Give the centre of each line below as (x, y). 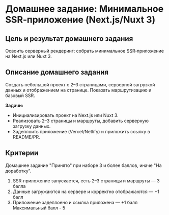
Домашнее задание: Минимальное (84, 9)
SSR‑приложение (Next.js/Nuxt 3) (80, 20)
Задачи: (15, 105)
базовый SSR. (20, 95)
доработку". (18, 171)
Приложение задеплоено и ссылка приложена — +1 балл (75, 202)
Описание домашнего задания (57, 72)
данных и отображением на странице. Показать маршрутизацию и (78, 90)
